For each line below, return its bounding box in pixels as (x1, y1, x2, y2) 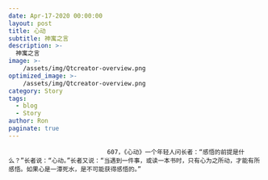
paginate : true (8, 124, 60, 132)
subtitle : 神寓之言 (8, 34, 69, 43)
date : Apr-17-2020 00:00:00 (8, 11, 103, 20)
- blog (15, 102, 38, 110)
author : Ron (8, 117, 48, 125)
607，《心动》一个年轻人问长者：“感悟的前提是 (107, 148, 240, 156)
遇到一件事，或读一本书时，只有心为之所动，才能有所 (110, 157, 261, 165)
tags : (8, 94, 27, 103)
